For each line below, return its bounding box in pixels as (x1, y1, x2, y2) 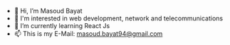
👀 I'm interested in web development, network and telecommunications (14, 14, 223, 22)
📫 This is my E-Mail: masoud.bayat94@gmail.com (14, 30, 163, 38)
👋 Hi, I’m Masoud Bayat (14, 7, 83, 15)
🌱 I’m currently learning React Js (14, 22, 110, 30)
